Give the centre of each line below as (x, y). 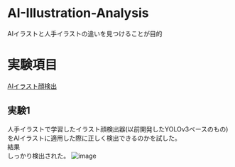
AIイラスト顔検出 (32, 86)
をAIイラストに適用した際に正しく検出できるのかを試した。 (94, 138)
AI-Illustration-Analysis (78, 13)
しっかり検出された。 (38, 156)
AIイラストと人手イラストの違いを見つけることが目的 (85, 33)
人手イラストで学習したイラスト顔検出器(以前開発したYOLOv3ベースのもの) (118, 129)
